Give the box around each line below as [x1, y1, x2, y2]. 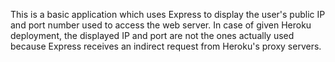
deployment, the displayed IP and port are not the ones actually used [10, 30, 295, 41]
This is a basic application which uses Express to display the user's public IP [10, 9, 326, 20]
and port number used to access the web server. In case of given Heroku [10, 19, 312, 31]
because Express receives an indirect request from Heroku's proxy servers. [10, 40, 322, 52]
